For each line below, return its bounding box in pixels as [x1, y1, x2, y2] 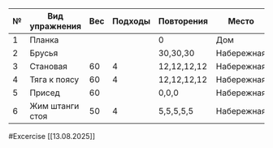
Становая [29, 61, 67, 72]
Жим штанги [29, 101, 80, 111]
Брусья [29, 48, 58, 59]
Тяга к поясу [29, 74, 80, 85]
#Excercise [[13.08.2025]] [8, 132, 96, 141]
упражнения [29, 20, 82, 32]
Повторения [158, 15, 209, 27]
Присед [29, 87, 61, 98]
